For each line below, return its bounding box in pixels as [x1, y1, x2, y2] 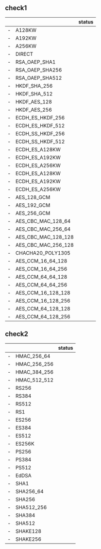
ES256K [15, 440, 35, 447]
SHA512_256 [15, 504, 47, 511]
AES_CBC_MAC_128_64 [15, 217, 71, 224]
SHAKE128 [15, 527, 42, 534]
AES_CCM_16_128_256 [15, 297, 70, 304]
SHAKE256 [15, 536, 42, 543]
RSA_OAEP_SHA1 [15, 58, 56, 65]
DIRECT [15, 50, 34, 57]
